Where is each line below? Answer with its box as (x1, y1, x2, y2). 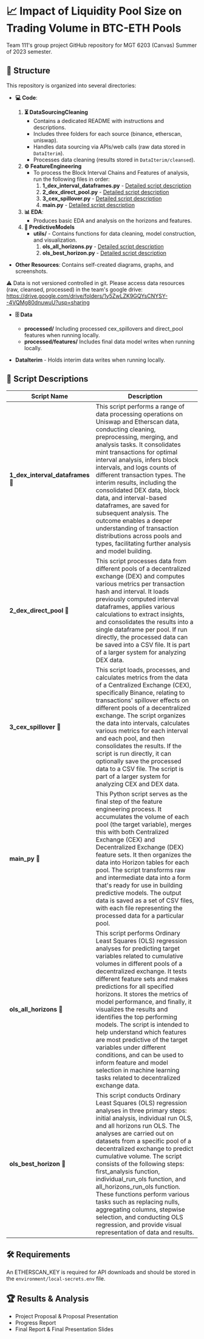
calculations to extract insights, (95, 610, 185, 618)
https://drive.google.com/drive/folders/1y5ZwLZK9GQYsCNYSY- (6, 292, 168, 300)
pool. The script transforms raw (95, 865, 186, 874)
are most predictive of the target (95, 1035, 188, 1044)
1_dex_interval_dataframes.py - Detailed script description (42, 181, 191, 189)
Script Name (31, 392, 69, 400)
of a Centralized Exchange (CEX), (95, 681, 191, 689)
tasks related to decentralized (95, 1074, 181, 1082)
